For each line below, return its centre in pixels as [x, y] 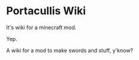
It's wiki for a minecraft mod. [41, 27]
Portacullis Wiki [46, 11]
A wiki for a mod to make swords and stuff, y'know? [69, 50]
